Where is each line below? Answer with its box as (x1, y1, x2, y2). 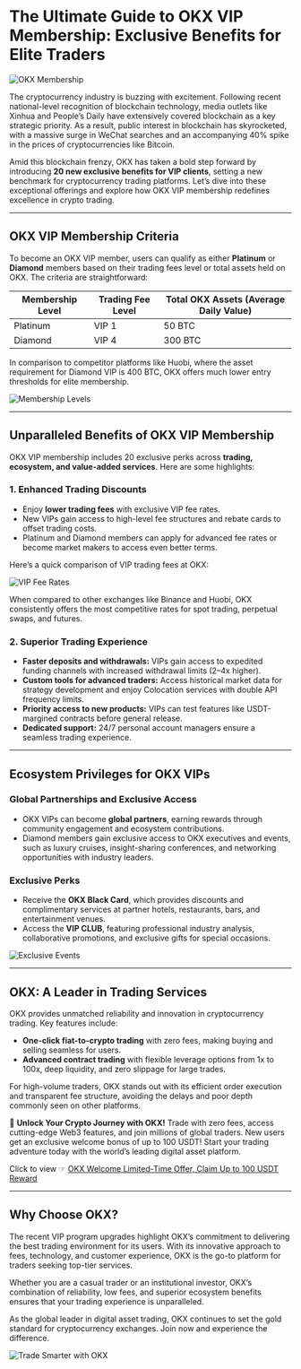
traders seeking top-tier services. (9, 1260, 133, 1270)
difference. (9, 1332, 50, 1343)
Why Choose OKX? (9, 1208, 119, 1223)
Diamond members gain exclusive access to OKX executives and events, (21, 832, 291, 844)
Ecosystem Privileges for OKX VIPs (9, 767, 211, 782)
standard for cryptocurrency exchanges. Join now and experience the (9, 1322, 268, 1333)
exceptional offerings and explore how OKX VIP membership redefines (9, 185, 271, 195)
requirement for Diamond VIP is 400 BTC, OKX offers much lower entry (9, 366, 271, 377)
